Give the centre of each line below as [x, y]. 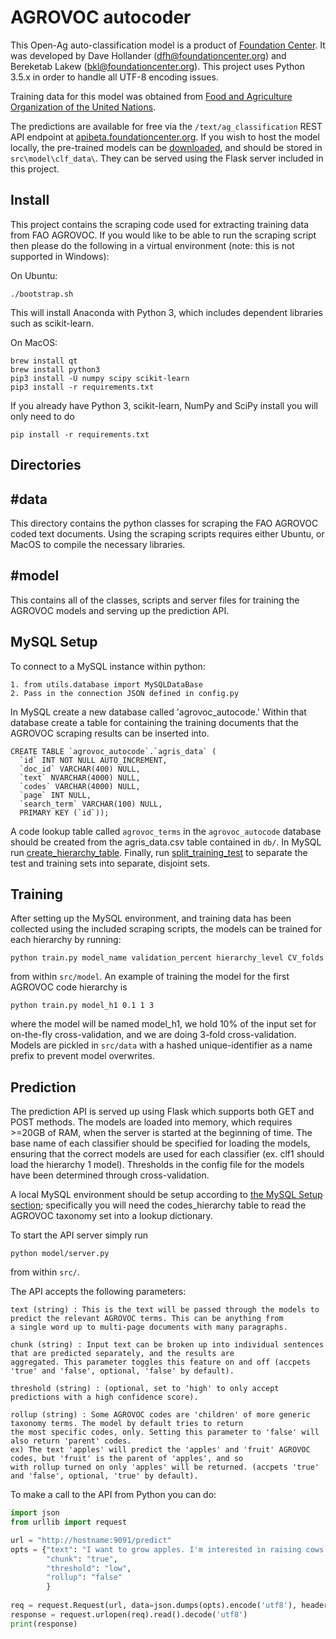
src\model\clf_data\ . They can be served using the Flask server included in [167, 158]
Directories [46, 465]
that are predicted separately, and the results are [122, 1354]
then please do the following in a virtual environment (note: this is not [152, 245]
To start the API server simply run [79, 1235]
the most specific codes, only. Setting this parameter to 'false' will [165, 1432]
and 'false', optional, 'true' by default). [104, 1476]
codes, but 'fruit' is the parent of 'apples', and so [127, 1459]
